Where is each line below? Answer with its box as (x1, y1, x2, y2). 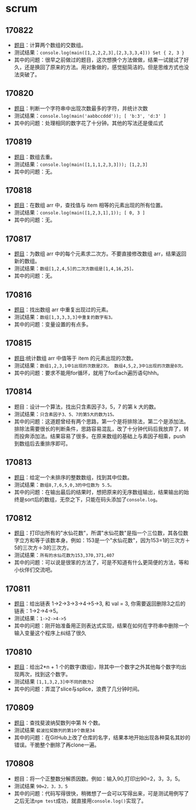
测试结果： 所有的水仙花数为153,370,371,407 (13, 552, 115, 559)
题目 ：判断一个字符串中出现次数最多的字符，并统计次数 (13, 105, 148, 112)
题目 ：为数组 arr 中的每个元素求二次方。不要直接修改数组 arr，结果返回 (13, 250, 187, 257)
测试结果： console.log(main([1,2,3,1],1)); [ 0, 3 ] (13, 209, 146, 216)
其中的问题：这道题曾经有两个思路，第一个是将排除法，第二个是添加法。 (13, 417, 189, 425)
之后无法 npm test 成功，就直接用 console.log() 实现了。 (13, 797, 147, 804)
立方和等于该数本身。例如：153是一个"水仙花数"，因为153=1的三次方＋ (19, 537, 191, 544)
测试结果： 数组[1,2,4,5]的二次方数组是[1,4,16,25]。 (13, 265, 136, 272)
